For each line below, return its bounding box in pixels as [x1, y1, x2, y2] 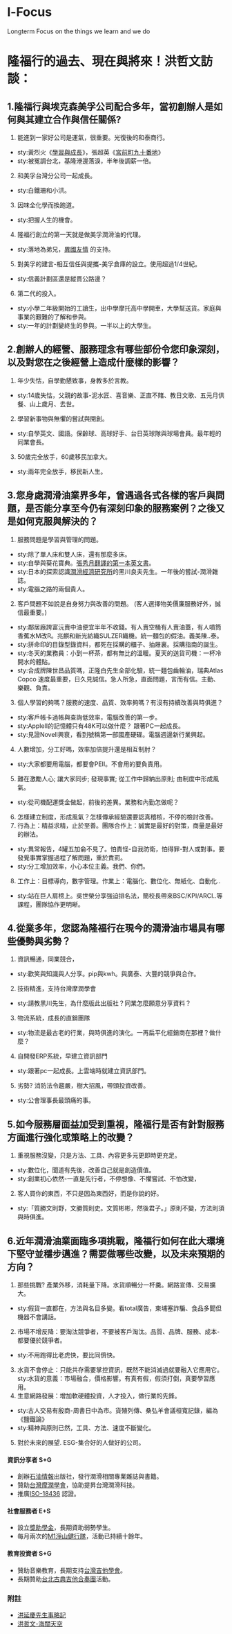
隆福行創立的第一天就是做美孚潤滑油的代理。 [17, 230, 145, 238]
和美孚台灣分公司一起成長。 [17, 171, 97, 180]
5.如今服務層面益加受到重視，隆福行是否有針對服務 [7, 1118, 224, 1130]
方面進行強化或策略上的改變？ [7, 1131, 135, 1143]
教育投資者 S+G [7, 1549, 52, 1557]
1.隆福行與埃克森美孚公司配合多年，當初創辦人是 [7, 101, 214, 112]
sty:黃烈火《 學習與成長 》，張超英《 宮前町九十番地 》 [17, 148, 164, 156]
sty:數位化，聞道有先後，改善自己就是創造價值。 [17, 1166, 155, 1174]
